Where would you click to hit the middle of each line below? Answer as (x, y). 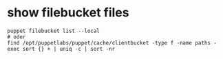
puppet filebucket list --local (53, 31)
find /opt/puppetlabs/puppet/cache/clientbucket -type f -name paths (109, 43)
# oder (17, 37)
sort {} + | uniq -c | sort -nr (69, 49)
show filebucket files (68, 13)
